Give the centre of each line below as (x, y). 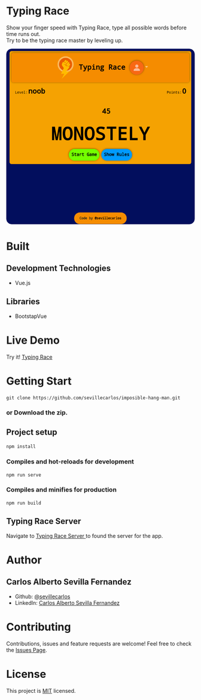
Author (24, 560)
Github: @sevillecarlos (42, 596)
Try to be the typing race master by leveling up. (65, 40)
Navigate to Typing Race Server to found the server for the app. (85, 536)
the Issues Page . (27, 650)
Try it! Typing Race (29, 357)
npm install (21, 447)
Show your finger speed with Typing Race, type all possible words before (97, 28)
